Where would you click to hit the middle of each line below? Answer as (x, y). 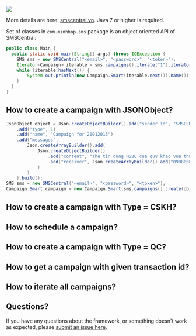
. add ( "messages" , (38, 140)
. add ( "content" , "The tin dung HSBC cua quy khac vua (114, 156)
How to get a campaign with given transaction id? (98, 267)
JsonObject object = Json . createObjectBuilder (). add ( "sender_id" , (88, 124)
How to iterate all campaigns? (61, 287)
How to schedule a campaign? (62, 227)
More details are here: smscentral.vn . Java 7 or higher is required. (85, 20)
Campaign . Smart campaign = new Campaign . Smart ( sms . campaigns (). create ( (95, 189)
